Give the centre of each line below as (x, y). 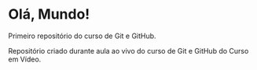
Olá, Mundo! (49, 14)
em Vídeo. (25, 59)
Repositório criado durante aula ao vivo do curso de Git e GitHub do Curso (128, 51)
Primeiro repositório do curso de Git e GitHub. (82, 36)
